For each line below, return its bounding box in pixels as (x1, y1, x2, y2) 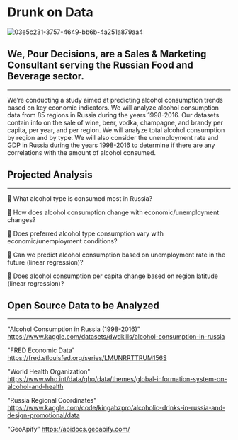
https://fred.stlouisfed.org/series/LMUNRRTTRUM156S (7, 354, 168, 362)
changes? (7, 215, 36, 224)
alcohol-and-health (7, 383, 64, 391)
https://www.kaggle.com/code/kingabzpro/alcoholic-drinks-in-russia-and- (7, 404, 225, 412)
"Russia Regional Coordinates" (7, 396, 97, 405)
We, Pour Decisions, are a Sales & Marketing (7, 48, 207, 60)
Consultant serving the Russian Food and (7, 59, 193, 71)
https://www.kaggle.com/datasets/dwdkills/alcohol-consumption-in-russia (7, 332, 225, 341)
